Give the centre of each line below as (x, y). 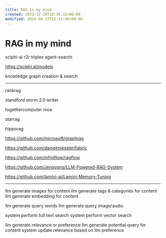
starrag (13, 119)
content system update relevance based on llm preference (65, 230)
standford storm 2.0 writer (32, 100)
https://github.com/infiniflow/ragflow (42, 158)
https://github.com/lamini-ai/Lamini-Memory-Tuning (58, 177)
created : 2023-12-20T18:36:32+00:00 (43, 14)
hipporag (14, 129)
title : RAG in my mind (28, 10)
